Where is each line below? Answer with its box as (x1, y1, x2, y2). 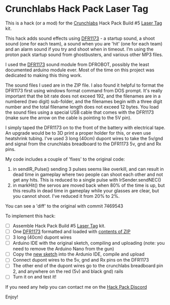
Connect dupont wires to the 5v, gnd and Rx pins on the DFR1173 (12, 257, 149, 263)
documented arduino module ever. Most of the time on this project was (5, 67, 155, 73)
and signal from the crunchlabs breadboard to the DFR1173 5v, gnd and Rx (5, 141, 162, 147)
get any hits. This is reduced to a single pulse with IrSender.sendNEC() (12, 176, 162, 183)
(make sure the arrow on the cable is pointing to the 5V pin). (5, 114, 132, 120)
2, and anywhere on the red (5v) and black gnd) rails (12, 268, 124, 274)
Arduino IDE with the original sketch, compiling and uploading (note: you (12, 240, 165, 246)
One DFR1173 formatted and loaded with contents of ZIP (12, 228, 131, 235)
